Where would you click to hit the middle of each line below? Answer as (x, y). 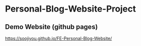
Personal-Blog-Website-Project (70, 9)
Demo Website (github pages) (51, 27)
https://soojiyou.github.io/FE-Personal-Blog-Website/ (59, 38)
